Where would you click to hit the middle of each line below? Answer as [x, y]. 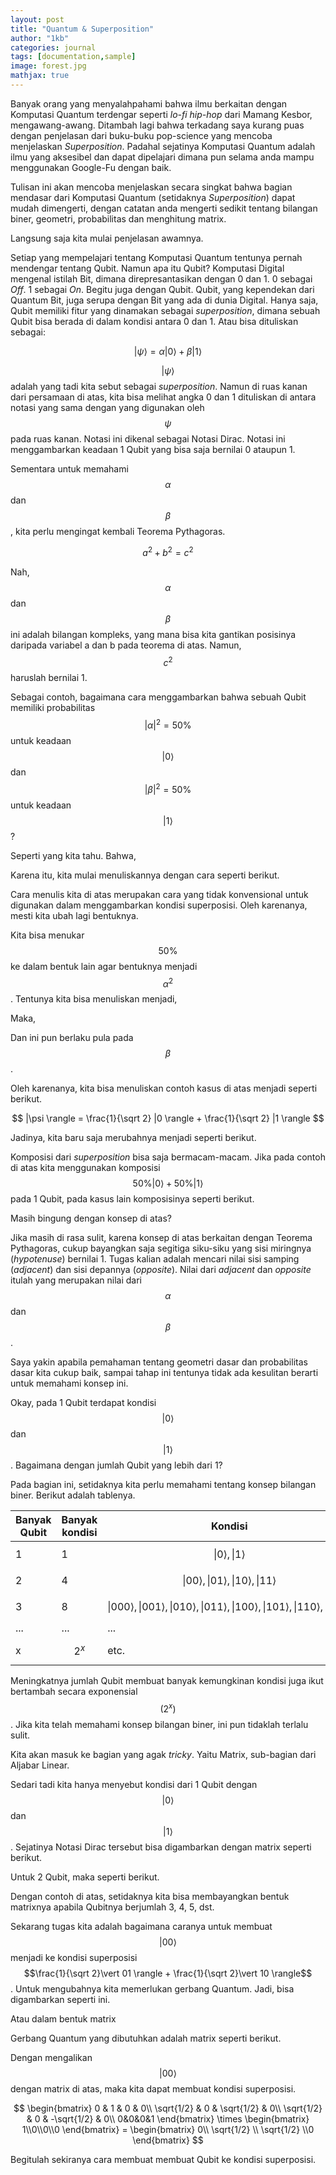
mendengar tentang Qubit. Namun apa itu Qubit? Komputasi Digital [147, 268]
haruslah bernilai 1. [49, 678]
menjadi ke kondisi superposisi [74, 1958]
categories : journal [53, 47]
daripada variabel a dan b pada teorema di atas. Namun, [126, 645]
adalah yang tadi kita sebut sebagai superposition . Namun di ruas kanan [159, 386]
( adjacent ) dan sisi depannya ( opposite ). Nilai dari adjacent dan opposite [161, 1270]
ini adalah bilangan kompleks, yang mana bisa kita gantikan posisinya [153, 634]
